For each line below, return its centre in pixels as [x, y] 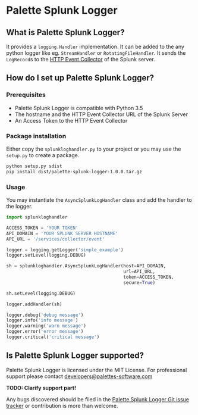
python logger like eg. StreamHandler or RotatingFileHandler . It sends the [96, 53]
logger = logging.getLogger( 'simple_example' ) [65, 250]
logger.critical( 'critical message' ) [53, 337]
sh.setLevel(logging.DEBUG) [41, 293]
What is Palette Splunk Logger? [65, 32]
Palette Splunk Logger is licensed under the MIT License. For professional [97, 370]
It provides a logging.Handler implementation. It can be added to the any [95, 46]
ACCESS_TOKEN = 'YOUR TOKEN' [42, 228]
